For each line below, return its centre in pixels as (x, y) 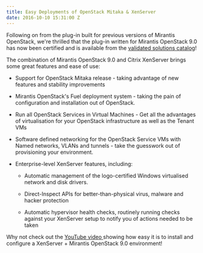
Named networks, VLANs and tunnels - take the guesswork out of (98, 145)
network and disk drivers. (56, 182)
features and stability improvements (60, 84)
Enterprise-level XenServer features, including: (74, 164)
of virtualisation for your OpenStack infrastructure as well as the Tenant (105, 121)
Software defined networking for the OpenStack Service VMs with (98, 139)
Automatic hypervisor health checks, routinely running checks (102, 212)
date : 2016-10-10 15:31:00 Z (43, 18)
